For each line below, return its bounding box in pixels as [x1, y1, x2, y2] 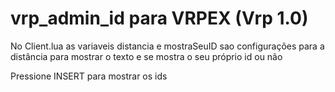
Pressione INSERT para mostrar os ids [10, 70, 168, 82]
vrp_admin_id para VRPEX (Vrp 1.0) [10, 7, 309, 30]
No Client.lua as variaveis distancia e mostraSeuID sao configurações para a [10, 40, 325, 52]
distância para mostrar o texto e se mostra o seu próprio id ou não [10, 50, 283, 62]
